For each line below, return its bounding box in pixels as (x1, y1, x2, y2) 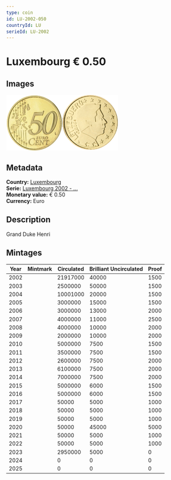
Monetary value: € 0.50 (6, 191, 66, 198)
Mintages (6, 248, 42, 258)
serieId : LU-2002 (6, 29, 49, 35)
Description (6, 215, 51, 225)
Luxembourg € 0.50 (6, 55, 106, 69)
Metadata (6, 162, 43, 173)
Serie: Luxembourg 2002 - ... (6, 185, 78, 192)
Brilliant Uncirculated (89, 266, 143, 273)
